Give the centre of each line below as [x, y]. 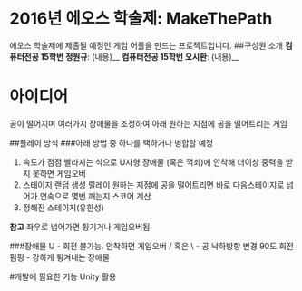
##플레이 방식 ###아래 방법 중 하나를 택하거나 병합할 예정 [112, 142]
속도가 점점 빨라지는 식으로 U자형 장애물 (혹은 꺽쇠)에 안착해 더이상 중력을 [153, 162]
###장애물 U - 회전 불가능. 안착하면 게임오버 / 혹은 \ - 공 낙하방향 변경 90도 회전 [152, 246]
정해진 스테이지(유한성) [63, 207]
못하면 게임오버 [59, 173]
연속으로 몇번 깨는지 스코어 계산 [95, 196]
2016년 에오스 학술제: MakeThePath [141, 19]
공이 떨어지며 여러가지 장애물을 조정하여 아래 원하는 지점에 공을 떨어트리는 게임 [149, 123]
